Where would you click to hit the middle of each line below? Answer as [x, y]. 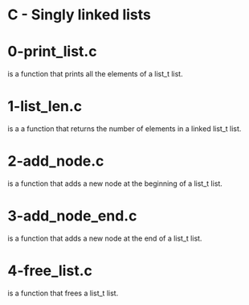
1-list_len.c [45, 107]
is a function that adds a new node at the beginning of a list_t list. [115, 183]
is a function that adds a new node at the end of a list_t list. [105, 238]
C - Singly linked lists [80, 15]
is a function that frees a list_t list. [63, 293]
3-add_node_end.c [72, 216]
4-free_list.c [50, 271]
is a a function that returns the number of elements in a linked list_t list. [124, 129]
